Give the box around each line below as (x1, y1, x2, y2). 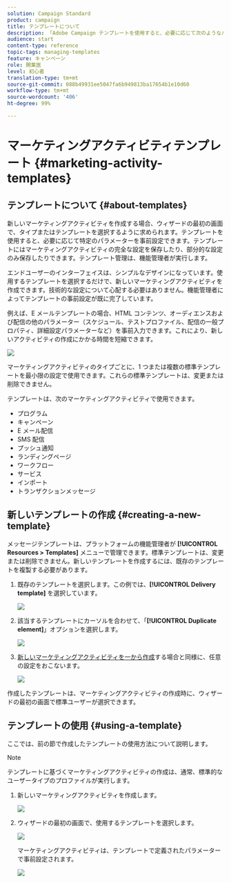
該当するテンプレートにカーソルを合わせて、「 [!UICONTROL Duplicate (17, 616, 217, 625)
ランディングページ (17, 452, 72, 460)
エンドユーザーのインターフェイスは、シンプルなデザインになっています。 (7, 268, 217, 276)
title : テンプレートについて (7, 23, 81, 30)
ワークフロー (17, 461, 54, 469)
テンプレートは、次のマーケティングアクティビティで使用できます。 (7, 395, 199, 403)
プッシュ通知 (17, 444, 54, 452)
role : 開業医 (7, 61, 41, 68)
